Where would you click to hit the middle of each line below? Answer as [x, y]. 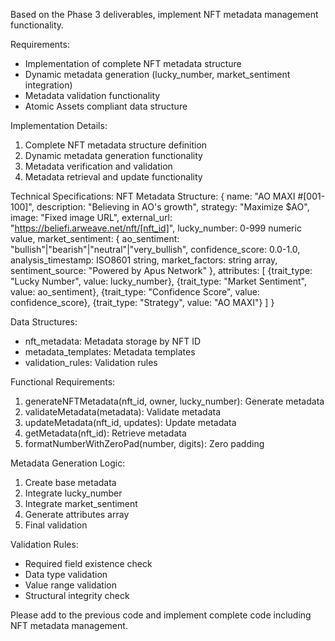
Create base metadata [70, 482]
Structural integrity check [77, 595]
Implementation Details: [59, 125]
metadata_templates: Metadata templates [110, 352]
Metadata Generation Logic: [68, 463]
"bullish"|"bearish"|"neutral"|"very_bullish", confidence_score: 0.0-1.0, [155, 249]
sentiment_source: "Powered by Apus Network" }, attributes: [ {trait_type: [161, 270]
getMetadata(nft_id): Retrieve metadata [105, 433]
